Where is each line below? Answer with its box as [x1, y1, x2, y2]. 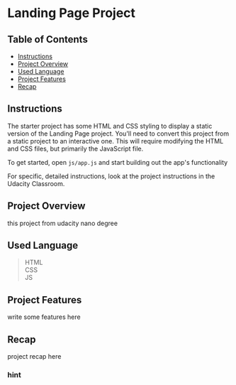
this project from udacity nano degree [7, 219, 118, 227]
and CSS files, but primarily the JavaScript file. [7, 144, 144, 153]
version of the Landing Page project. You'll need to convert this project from [7, 129, 229, 138]
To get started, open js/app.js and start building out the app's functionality [7, 158, 228, 166]
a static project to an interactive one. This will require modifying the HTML [7, 136, 224, 145]
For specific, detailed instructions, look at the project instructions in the [7, 172, 215, 180]
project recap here [7, 352, 62, 361]
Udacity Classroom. [7, 179, 65, 188]
